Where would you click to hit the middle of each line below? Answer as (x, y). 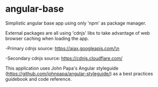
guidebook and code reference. (39, 79)
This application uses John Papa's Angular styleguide (62, 68)
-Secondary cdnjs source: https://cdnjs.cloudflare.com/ (64, 58)
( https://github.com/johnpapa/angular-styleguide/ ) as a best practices (79, 73)
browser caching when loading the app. (47, 38)
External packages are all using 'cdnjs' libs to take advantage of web (77, 33)
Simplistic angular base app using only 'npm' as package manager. (76, 23)
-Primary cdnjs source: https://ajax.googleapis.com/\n (62, 48)
